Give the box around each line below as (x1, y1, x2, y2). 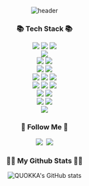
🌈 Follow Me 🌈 (21, 122, 68, 132)
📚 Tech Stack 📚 (16, 24, 73, 34)
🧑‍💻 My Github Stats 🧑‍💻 (5, 156, 84, 165)
